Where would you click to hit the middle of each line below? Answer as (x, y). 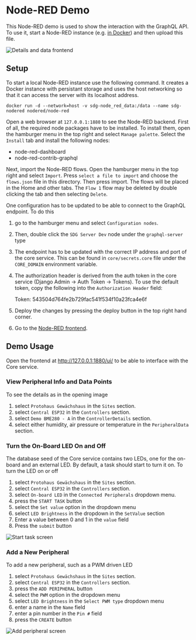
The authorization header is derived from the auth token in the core (95, 275)
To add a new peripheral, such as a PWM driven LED (69, 565)
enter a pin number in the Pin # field (58, 614)
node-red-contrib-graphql (46, 158)
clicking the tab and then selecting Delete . (57, 194)
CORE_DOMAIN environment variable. (56, 264)
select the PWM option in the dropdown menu (67, 595)
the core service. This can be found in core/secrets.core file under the (100, 258)
